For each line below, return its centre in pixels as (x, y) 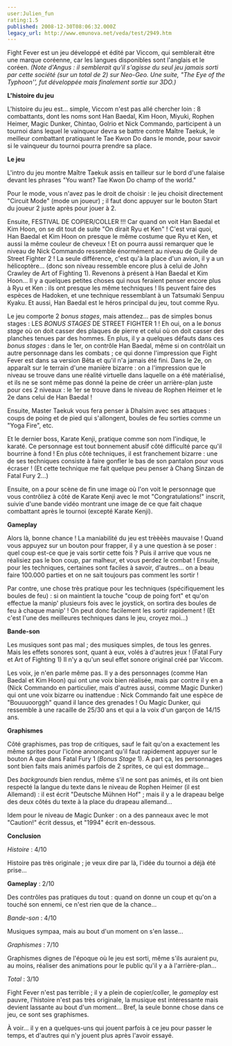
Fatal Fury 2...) (28, 476)
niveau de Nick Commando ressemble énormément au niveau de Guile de (113, 251)
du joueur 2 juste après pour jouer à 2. (62, 208)
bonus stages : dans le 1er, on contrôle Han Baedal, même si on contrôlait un (116, 346)
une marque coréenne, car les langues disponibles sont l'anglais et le (106, 60)
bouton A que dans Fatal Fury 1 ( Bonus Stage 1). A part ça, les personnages (115, 759)
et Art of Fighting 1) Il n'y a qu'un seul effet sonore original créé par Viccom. (115, 660)
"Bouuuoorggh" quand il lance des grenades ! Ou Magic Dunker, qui (104, 703)
